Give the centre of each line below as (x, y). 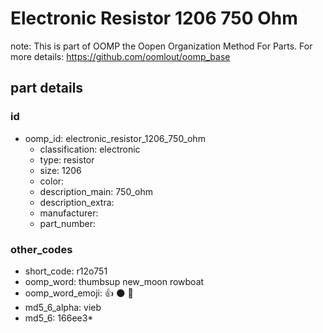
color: (52, 181)
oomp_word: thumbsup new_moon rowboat (114, 281)
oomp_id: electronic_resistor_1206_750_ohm (115, 138)
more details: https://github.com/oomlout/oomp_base (120, 56)
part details (47, 88)
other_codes (41, 249)
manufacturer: (69, 213)
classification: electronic (90, 149)
